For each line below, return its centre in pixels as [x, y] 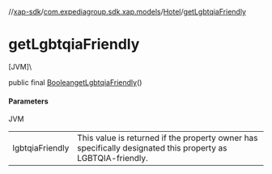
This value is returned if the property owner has [167, 138]
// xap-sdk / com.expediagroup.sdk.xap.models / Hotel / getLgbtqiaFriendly [127, 12]
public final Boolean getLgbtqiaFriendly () [75, 82]
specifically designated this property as [152, 148]
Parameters [28, 101]
